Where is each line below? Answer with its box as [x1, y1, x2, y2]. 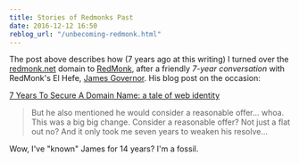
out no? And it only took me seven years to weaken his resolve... [30, 126, 269, 137]
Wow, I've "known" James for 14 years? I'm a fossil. [9, 143, 199, 154]
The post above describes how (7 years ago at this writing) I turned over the [9, 54, 289, 65]
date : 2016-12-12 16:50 [9, 21, 98, 30]
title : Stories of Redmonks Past [9, 12, 134, 22]
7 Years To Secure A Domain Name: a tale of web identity [9, 90, 220, 101]
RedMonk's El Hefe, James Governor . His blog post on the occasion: [9, 73, 262, 84]
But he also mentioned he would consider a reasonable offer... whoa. [30, 108, 285, 118]
